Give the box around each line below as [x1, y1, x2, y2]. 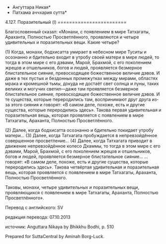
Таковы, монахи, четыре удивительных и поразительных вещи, [5, 184, 140, 190]
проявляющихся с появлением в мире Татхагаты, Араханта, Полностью [5, 190, 159, 195]
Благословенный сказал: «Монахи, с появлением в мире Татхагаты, [5, 29, 150, 34]
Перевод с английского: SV [5, 205, 63, 210]
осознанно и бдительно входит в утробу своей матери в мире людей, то [5, 54, 160, 60]
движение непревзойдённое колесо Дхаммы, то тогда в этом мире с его [5, 143, 161, 149]
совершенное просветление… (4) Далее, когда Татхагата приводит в [5, 138, 153, 144]
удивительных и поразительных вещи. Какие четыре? [5, 39, 120, 45]
